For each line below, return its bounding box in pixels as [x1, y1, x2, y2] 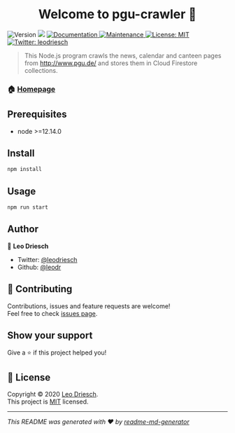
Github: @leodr [17, 263, 62, 271]
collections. [24, 66, 58, 74]
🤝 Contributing [7, 283, 73, 295]
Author [7, 224, 38, 235]
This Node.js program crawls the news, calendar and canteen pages [24, 51, 222, 60]
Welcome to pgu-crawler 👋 [38, 6, 197, 22]
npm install [7, 166, 42, 173]
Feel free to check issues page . [7, 309, 98, 317]
